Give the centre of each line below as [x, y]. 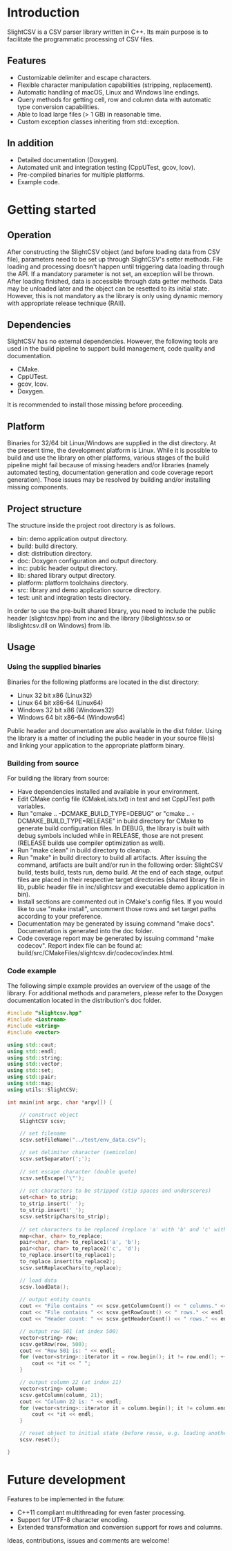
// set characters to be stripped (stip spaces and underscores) [116, 1191]
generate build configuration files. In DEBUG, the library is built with [113, 828]
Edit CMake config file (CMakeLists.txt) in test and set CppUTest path [116, 799]
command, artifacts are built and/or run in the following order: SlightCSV [120, 865]
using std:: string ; [35, 1057]
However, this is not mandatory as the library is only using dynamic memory [115, 295]
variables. [31, 806]
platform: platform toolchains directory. [73, 583]
